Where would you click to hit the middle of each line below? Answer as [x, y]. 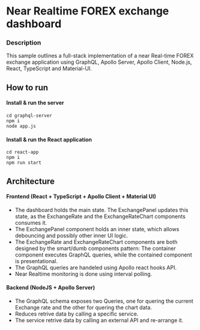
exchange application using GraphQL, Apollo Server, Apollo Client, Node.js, [99, 62]
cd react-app [23, 152]
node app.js [21, 126]
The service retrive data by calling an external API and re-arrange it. [99, 320]
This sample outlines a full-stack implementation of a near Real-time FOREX [100, 56]
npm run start [24, 163]
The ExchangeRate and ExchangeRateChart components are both [96, 241]
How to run [27, 88]
